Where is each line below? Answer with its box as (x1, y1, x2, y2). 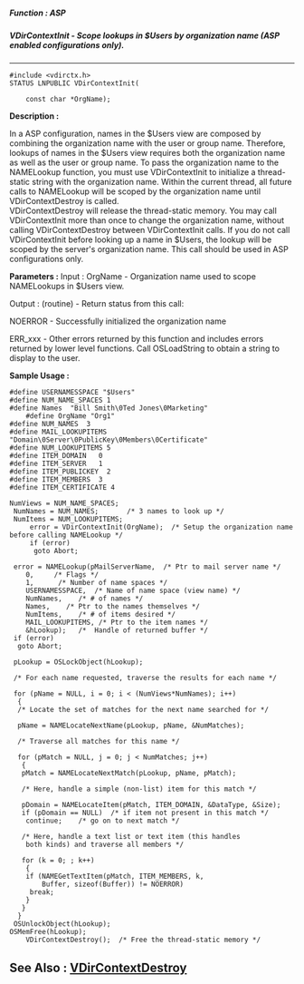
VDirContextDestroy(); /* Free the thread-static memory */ (25, 935, 261, 945)
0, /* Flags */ (25, 570, 100, 580)
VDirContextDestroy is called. (9, 196, 119, 207)
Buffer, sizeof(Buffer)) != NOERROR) (42, 880, 184, 889)
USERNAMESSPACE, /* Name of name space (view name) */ (25, 586, 242, 596)
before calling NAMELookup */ (9, 531, 124, 540)
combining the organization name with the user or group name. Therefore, (9, 138, 286, 149)
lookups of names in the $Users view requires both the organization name (9, 148, 286, 159)
